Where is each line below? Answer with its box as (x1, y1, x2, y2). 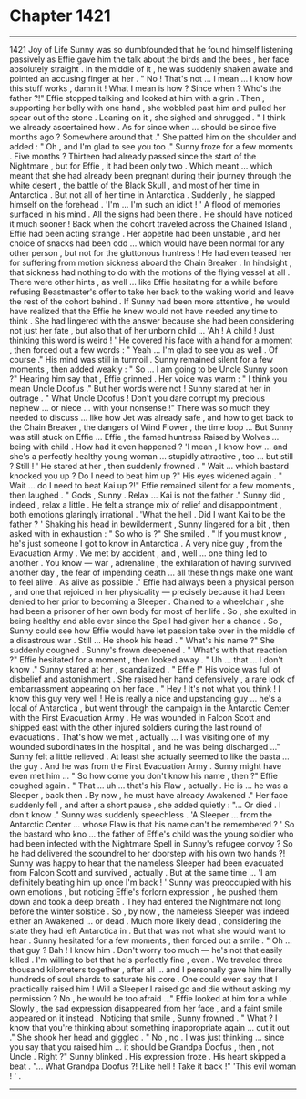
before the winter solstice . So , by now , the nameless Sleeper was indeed (9, 906, 290, 917)
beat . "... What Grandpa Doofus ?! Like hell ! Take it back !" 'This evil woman (9, 1061, 297, 1072)
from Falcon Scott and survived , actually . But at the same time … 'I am (9, 867, 277, 878)
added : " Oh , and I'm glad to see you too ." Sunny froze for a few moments (9, 140, 294, 151)
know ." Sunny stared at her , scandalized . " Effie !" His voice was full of (9, 663, 281, 674)
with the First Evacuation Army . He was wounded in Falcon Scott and (9, 712, 271, 723)
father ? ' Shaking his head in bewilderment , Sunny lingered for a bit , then (9, 519, 290, 529)
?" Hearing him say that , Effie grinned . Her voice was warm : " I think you (9, 373, 288, 384)
